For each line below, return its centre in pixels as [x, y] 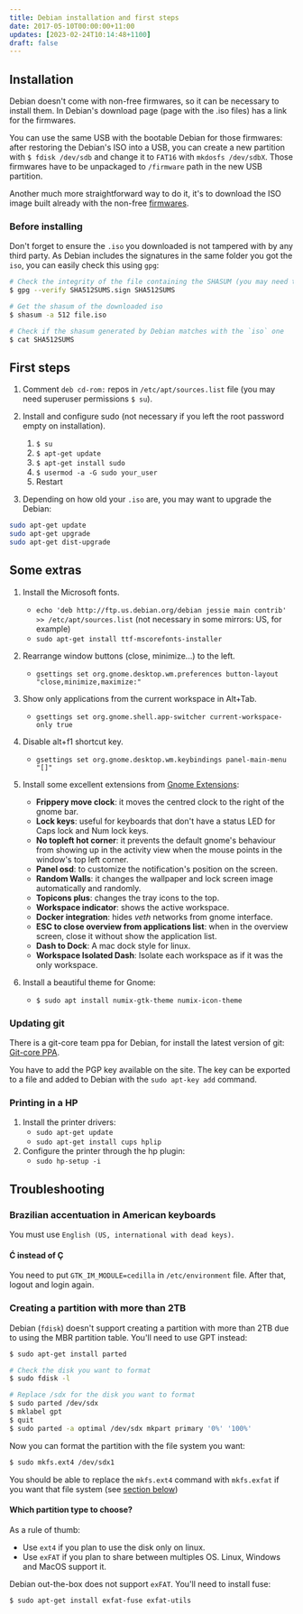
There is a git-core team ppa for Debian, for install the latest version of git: [147, 1043]
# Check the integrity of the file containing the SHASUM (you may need [149, 282]
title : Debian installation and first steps [94, 18]
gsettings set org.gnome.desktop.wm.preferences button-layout [157, 674]
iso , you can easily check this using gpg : [84, 265]
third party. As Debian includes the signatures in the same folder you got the [151, 256]
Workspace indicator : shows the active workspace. [133, 907]
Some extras [46, 571]
